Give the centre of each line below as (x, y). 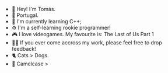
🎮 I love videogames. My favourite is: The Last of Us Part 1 (83, 34)
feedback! (24, 49)
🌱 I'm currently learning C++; (46, 21)
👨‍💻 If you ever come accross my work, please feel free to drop (87, 43)
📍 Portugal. (25, 15)
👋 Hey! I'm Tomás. (34, 9)
